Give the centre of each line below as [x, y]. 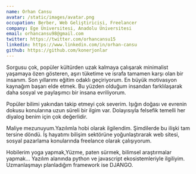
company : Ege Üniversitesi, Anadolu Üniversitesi [69, 28]
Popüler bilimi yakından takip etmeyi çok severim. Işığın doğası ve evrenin [97, 104]
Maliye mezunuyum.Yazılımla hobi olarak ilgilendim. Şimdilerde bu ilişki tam [98, 128]
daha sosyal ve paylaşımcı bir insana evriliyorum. [66, 92]
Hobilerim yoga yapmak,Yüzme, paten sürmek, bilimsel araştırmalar [89, 152]
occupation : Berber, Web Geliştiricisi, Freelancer [71, 23]
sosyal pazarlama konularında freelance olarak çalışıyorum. [79, 141]
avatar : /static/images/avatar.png [50, 17]
